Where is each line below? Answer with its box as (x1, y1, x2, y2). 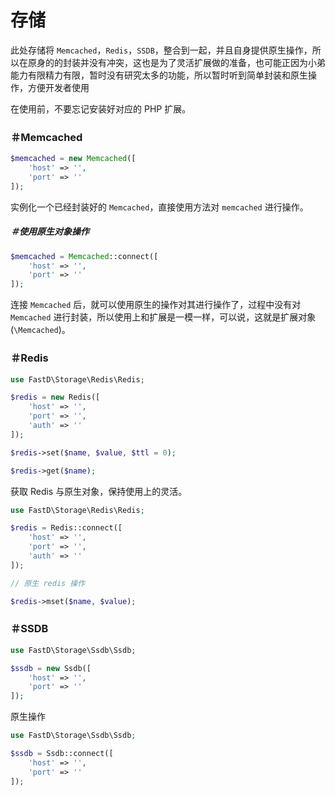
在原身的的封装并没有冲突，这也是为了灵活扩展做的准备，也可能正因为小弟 (18, 56, 326, 68)
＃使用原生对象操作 (10, 226, 90, 238)
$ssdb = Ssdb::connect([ (10, 749, 114, 759)
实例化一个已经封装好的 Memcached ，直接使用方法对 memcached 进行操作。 (10, 201, 309, 213)
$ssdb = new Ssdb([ (10, 663, 92, 673)
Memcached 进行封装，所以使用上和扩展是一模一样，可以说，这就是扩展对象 (10, 311, 317, 323)
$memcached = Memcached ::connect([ (10, 251, 159, 261)
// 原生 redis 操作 (10, 578, 86, 588)
